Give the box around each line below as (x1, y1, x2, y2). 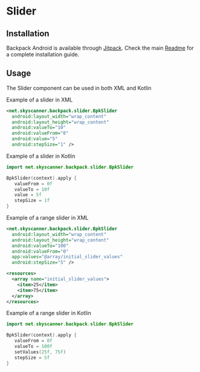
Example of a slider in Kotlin (6, 152, 76, 160)
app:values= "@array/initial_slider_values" (11, 254, 123, 260)
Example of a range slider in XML (6, 214, 89, 221)
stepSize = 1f (14, 198, 50, 204)
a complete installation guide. (6, 51, 80, 58)
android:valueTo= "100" (11, 243, 69, 249)
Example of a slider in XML (6, 96, 73, 103)
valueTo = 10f (14, 186, 50, 192)
